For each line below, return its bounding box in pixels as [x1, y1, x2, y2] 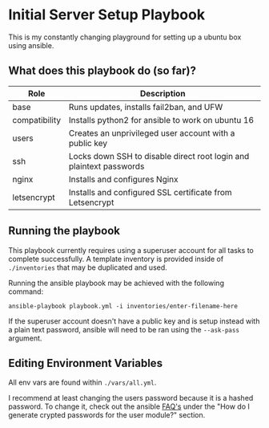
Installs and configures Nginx [68, 173, 179, 185]
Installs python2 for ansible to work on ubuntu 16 [68, 114, 255, 125]
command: [8, 287, 44, 296]
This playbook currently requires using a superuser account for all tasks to [8, 245, 255, 255]
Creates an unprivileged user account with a [68, 127, 235, 138]
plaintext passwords [68, 161, 145, 172]
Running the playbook [8, 224, 120, 238]
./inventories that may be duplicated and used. [8, 263, 168, 272]
